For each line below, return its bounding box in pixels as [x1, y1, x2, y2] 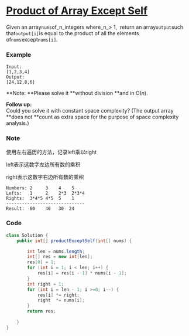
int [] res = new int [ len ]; [27, 254, 93, 260]
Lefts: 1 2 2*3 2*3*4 [6, 190, 85, 196]
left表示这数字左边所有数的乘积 [6, 161, 81, 168]
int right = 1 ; [27, 281, 64, 287]
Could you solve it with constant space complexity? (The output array [6, 107, 174, 114]
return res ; [27, 308, 57, 314]
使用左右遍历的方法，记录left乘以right [6, 148, 97, 155]
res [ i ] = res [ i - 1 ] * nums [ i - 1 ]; [37, 270, 127, 276]
